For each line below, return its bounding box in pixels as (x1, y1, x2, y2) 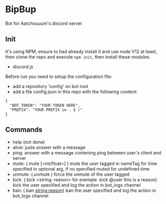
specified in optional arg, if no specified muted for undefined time (12, 166, 150, 172)
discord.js (12, 63, 33, 69)
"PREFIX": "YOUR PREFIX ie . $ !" (10, 107, 82, 112)
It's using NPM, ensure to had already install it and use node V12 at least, (5, 48, 157, 54)
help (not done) (12, 139, 45, 145)
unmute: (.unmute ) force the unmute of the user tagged (12, 171, 130, 177)
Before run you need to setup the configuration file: (5, 73, 112, 79)
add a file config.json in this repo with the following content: (12, 89, 138, 95)
